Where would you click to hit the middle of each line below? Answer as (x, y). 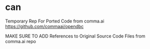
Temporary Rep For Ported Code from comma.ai (55, 21)
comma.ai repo (21, 41)
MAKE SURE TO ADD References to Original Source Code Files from (75, 36)
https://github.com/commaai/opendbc (44, 26)
